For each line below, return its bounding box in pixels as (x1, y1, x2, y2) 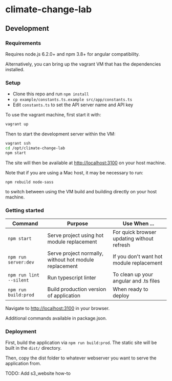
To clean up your (112, 271, 154, 278)
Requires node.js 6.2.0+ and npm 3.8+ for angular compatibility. (5, 51, 140, 57)
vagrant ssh (5, 141, 31, 146)
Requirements (5, 39, 41, 47)
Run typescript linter (47, 274, 96, 281)
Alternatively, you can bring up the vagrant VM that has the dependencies (5, 61, 161, 67)
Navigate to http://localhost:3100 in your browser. (5, 305, 110, 311)
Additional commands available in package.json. (5, 315, 107, 321)
